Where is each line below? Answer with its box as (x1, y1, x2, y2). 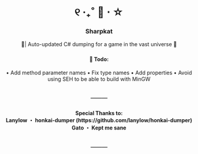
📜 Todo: (89, 56, 109, 63)
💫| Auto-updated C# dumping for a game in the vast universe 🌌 (21, 41, 177, 48)
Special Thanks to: (75, 110, 123, 116)
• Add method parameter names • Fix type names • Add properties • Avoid (6, 69, 192, 77)
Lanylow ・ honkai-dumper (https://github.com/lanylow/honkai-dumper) (5, 117, 193, 123)
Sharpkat (85, 27, 113, 35)
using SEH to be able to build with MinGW (47, 76, 151, 83)
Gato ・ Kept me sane (71, 124, 127, 131)
